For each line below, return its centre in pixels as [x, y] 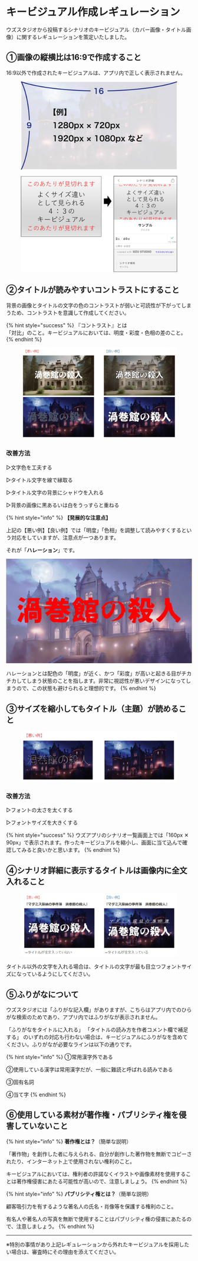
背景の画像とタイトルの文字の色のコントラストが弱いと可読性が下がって [94, 305]
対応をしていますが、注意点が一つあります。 [65, 537]
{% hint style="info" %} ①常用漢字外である [60, 1057]
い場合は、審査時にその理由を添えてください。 [63, 1252]
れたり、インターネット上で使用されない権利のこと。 [71, 1161]
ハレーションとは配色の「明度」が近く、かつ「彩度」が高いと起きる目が [94, 673]
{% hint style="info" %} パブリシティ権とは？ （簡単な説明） [79, 1194]
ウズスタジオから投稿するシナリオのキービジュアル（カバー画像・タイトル [96, 30]
